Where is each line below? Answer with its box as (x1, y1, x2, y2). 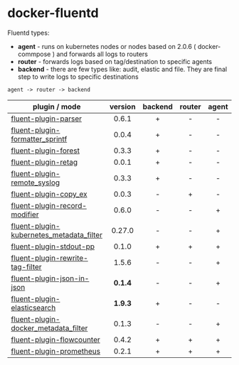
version (109, 102, 137, 111)
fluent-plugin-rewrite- (11, 253, 89, 263)
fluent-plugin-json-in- (11, 273, 90, 283)
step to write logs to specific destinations (17, 72, 139, 81)
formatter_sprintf (11, 134, 68, 143)
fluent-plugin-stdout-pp (11, 241, 95, 251)
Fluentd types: (7, 28, 50, 37)
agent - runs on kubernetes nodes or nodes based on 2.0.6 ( (17, 42, 196, 50)
